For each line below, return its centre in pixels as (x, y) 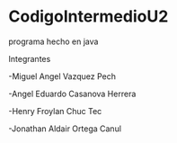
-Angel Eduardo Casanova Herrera (72, 94)
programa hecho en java (53, 41)
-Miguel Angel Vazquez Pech (62, 76)
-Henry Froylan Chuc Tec (55, 111)
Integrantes (30, 58)
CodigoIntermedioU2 (88, 17)
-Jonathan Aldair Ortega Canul (65, 129)
